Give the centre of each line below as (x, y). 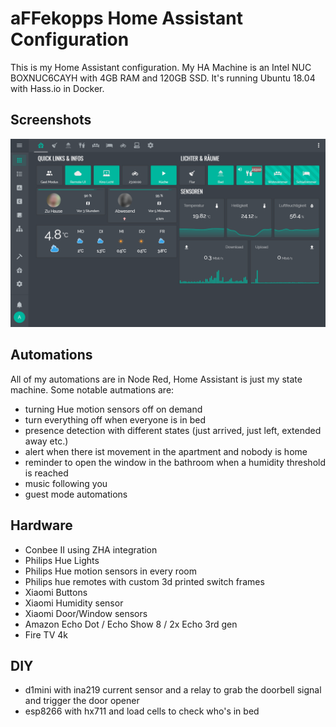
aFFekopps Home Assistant (126, 18)
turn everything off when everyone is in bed (115, 419)
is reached (46, 473)
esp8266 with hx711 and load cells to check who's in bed (142, 711)
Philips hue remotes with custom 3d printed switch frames (144, 581)
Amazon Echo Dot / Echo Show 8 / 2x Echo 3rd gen (131, 624)
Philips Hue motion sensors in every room (110, 571)
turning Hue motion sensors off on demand (113, 409)
